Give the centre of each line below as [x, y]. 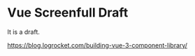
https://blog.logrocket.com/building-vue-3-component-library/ [97, 45]
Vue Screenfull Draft [68, 13]
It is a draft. [24, 32]
